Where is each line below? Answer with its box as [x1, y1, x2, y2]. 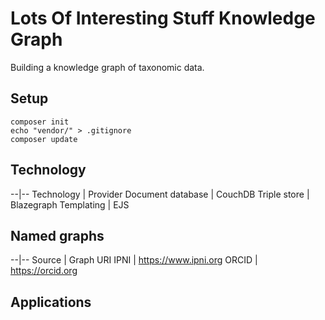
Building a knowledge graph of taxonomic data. [10, 61, 205, 73]
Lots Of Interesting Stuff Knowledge [10, 7, 316, 30]
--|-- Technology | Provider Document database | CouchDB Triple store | [10, 188, 310, 200]
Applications [10, 293, 92, 311]
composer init [10, 117, 70, 127]
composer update [10, 134, 78, 144]
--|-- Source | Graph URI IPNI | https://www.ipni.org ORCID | [10, 254, 258, 266]
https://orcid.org [10, 265, 78, 277]
